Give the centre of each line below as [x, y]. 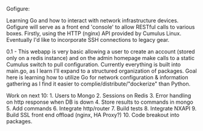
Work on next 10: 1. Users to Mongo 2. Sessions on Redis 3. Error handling [99, 96]
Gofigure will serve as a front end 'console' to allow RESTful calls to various [101, 27]
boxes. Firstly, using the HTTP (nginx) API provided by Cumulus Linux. [94, 33]
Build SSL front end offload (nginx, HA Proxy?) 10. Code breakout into [93, 115]
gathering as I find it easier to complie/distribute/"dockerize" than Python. [98, 84]
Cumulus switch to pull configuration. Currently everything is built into [94, 64]
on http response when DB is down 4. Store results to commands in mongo [100, 102]
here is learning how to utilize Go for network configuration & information [97, 77]
